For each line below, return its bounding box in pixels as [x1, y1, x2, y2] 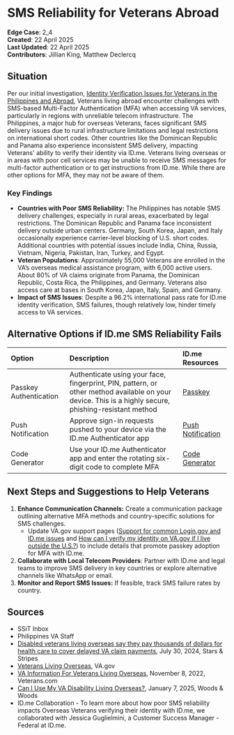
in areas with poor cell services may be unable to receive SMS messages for [7, 156, 227, 164]
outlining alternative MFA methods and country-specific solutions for [17, 511, 214, 520]
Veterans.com [17, 676, 58, 685]
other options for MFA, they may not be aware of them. [7, 170, 165, 179]
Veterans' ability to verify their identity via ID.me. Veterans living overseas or [7, 148, 226, 157]
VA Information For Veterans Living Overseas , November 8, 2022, [17, 669, 205, 678]
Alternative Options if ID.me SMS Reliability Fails [7, 328, 222, 340]
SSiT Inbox [17, 625, 49, 633]
